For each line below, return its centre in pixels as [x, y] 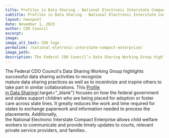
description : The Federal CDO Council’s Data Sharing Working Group [78, 57]
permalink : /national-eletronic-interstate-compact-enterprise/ [74, 48]
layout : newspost [23, 19]
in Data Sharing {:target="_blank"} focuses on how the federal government [82, 93]
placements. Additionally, [31, 114]
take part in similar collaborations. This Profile [53, 87]
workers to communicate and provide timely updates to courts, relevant [79, 125]
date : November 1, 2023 [30, 24]
